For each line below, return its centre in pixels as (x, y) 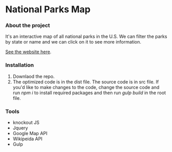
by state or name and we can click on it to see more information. (73, 42)
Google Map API (30, 134)
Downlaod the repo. (34, 76)
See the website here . (28, 52)
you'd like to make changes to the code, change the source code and (86, 87)
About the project (28, 26)
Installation (20, 65)
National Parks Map (48, 9)
